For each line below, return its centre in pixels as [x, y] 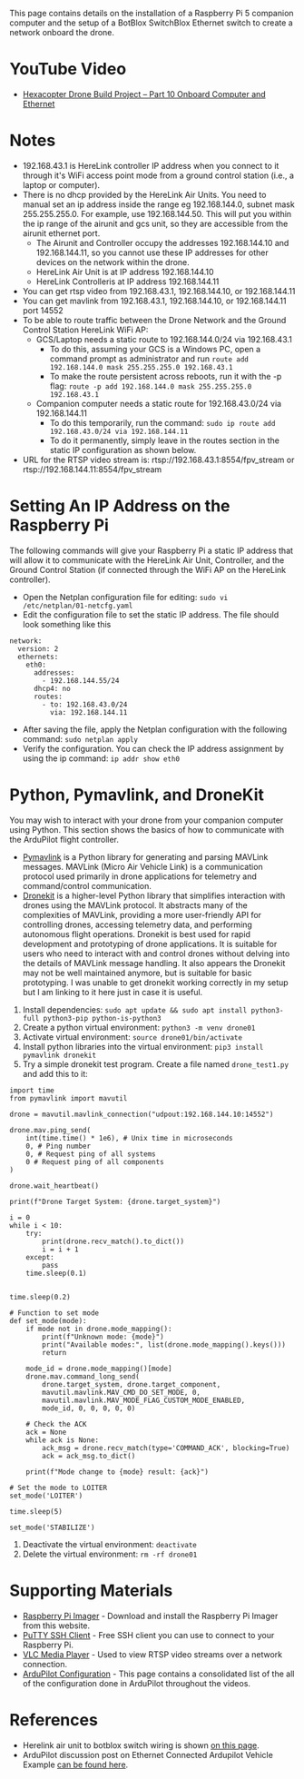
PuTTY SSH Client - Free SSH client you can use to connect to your [148, 1635]
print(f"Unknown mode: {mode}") [103, 1337]
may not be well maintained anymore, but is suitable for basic [137, 973]
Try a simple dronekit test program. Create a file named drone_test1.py [155, 1064]
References [54, 1720]
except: [40, 1257]
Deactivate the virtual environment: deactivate [110, 1544]
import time [32, 1090]
